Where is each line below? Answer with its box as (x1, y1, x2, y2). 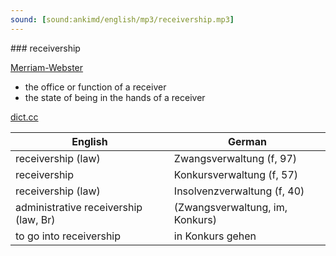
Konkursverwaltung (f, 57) (173, 167, 299, 181)
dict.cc (10, 111, 39, 123)
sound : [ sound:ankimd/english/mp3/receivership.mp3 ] (10, 14, 235, 25)
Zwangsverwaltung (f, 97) (173, 151, 298, 165)
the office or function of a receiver (24, 81, 167, 93)
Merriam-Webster (10, 61, 84, 73)
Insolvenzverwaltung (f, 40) (173, 184, 305, 198)
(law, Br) (15, 212, 56, 226)
